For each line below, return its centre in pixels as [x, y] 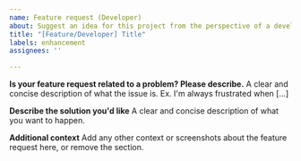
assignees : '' [36, 51]
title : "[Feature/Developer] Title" [77, 34]
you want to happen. [47, 121]
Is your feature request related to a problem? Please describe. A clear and [149, 84]
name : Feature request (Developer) [76, 17]
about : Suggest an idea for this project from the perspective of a [140, 26]
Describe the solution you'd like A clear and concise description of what [144, 111]
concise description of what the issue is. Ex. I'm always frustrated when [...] [149, 94]
